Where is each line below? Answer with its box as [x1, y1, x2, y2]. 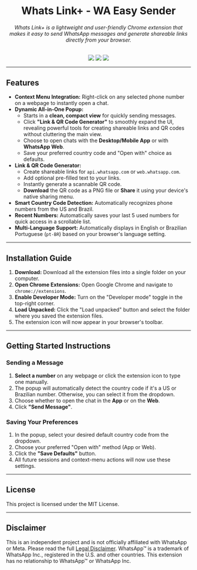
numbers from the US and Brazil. [14, 205, 94, 213]
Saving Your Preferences [6, 418, 79, 426]
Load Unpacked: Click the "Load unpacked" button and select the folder [14, 306, 191, 313]
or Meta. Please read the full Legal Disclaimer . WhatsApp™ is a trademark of [6, 545, 189, 552]
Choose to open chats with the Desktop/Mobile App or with [23, 137, 169, 144]
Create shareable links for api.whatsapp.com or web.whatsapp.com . [23, 168, 181, 176]
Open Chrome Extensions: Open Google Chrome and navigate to [14, 281, 173, 288]
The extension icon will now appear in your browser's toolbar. [14, 319, 164, 326]
